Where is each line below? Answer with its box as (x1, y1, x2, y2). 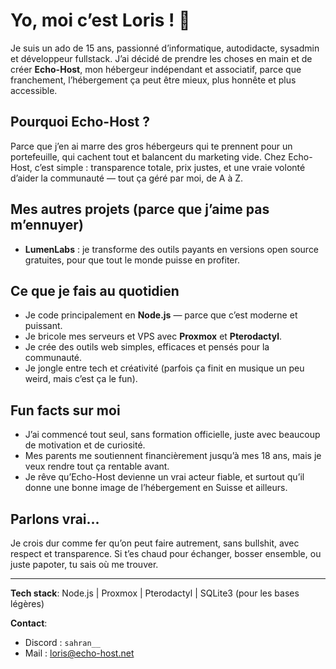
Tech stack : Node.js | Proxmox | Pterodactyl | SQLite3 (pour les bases (10, 587, 300, 599)
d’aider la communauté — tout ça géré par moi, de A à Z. (10, 172, 244, 184)
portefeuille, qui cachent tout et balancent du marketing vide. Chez (10, 150, 287, 163)
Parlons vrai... (10, 510, 100, 528)
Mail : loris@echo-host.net (24, 647, 135, 659)
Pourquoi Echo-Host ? (10, 114, 150, 131)
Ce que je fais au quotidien (10, 282, 180, 299)
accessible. (10, 84, 58, 96)
